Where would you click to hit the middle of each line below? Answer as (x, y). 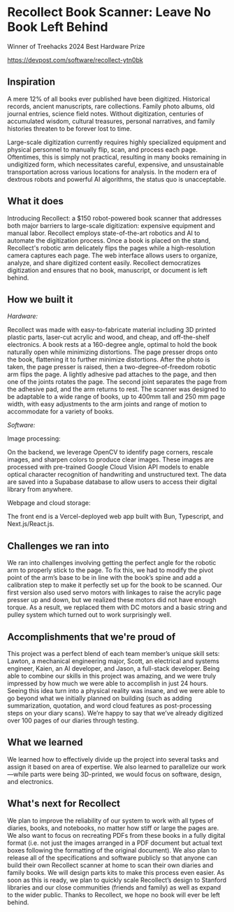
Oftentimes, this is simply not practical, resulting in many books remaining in (117, 157)
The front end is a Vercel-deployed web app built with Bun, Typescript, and (115, 516)
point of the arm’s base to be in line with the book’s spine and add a (104, 578)
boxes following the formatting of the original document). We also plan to (112, 850)
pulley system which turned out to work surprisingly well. (89, 615)
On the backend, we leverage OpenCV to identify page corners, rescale (110, 453)
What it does (36, 201)
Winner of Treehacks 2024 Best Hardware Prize (76, 46)
